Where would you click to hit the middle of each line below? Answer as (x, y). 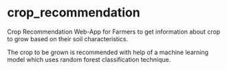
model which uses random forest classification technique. (89, 59)
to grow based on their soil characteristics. (68, 38)
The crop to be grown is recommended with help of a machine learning (108, 52)
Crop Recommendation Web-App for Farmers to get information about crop (114, 32)
